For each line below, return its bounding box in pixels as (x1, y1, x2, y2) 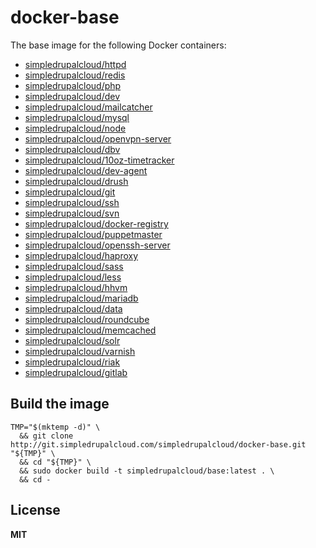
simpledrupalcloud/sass (24, 260, 124, 272)
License (10, 502, 61, 519)
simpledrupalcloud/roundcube (24, 313, 150, 325)
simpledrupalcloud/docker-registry (24, 217, 169, 230)
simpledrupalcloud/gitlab (24, 366, 128, 378)
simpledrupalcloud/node (24, 122, 127, 134)
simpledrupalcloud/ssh (24, 196, 120, 208)
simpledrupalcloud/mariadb (24, 292, 139, 304)
